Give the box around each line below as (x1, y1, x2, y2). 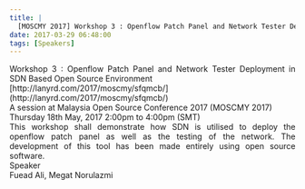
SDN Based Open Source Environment (9, 74, 152, 85)
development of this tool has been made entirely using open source (9, 141, 296, 152)
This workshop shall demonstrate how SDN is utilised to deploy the (9, 122, 296, 133)
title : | (9, 13, 43, 23)
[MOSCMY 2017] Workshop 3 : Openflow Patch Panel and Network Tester (17, 22, 286, 31)
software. (9, 151, 45, 162)
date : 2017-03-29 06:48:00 (9, 30, 112, 39)
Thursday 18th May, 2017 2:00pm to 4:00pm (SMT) (9, 112, 202, 123)
